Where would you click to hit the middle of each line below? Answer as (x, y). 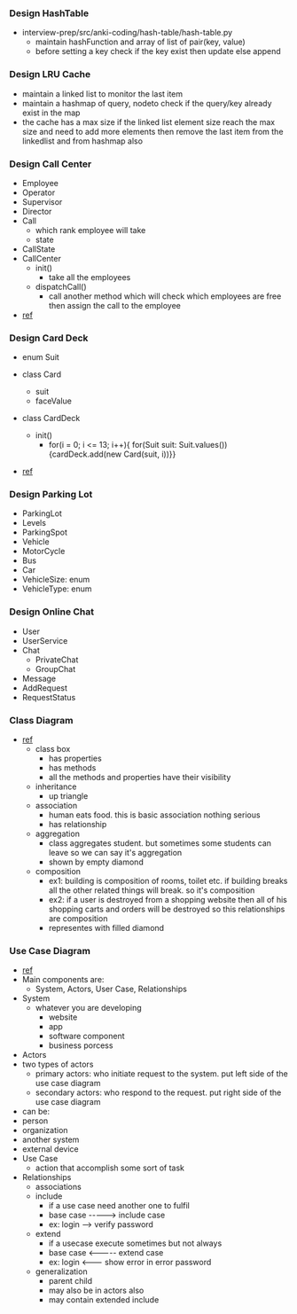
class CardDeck (51, 418)
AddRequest (45, 688)
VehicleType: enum (57, 589)
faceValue (54, 401)
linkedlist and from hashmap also (82, 141)
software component (87, 1036)
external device (50, 1149)
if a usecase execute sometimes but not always (135, 1243)
